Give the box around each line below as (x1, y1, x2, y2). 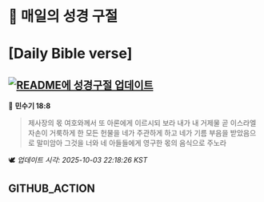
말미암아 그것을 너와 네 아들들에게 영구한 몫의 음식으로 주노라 (36, 138, 226, 148)
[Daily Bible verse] (8, 45, 133, 63)
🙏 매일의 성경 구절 (8, 7, 118, 26)
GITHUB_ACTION (8, 181, 96, 195)
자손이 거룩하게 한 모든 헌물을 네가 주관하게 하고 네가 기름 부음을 (27, 128, 229, 138)
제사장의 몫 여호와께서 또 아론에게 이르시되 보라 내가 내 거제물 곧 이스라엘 (27, 118, 257, 128)
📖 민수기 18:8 (8, 101, 51, 111)
